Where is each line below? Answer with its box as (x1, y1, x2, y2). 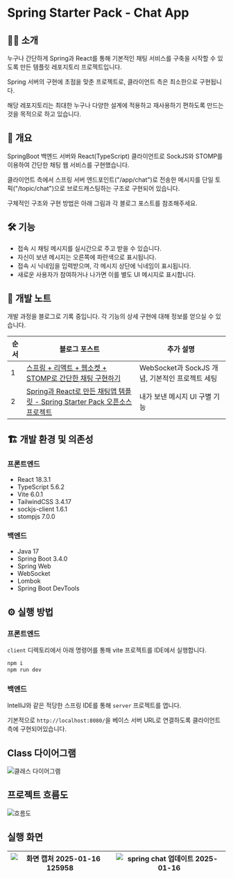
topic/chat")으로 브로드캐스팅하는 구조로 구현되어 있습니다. (19, 184, 180, 192)
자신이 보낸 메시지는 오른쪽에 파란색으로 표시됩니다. (17, 253, 157, 261)
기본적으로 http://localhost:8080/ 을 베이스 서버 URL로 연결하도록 (7, 716, 191, 725)
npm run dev (7, 666, 42, 673)
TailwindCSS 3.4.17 (17, 498, 71, 506)
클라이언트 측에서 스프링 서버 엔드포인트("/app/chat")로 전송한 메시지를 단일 (7, 175, 214, 184)
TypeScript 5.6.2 (17, 483, 64, 492)
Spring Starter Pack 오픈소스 (41, 397, 132, 407)
